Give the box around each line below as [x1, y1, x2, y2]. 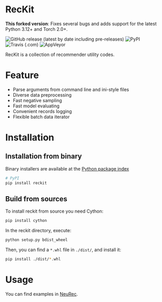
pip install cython [5, 218, 47, 223]
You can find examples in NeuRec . [5, 291, 78, 297]
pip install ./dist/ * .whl [5, 257, 61, 262]
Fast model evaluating [12, 103, 60, 109]
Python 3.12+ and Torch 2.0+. [5, 26, 68, 32]
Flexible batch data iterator [12, 114, 70, 120]
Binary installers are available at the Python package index [5, 165, 130, 172]
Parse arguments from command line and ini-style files [12, 86, 130, 92]
